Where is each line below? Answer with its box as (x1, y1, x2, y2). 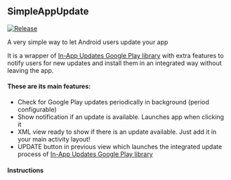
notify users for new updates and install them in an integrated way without (7, 59, 223, 67)
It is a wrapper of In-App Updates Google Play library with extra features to (7, 51, 224, 60)
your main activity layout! (17, 135, 91, 144)
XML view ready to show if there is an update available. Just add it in (17, 127, 217, 136)
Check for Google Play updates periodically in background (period (17, 98, 209, 106)
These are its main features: (7, 82, 91, 90)
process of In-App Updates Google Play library (17, 150, 153, 158)
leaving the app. (7, 66, 54, 74)
